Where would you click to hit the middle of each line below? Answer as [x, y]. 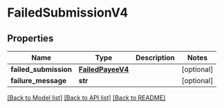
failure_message [39, 81]
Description [155, 58]
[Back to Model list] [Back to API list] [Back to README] [86, 98]
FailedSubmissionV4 [68, 13]
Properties [30, 38]
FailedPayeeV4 [104, 69]
